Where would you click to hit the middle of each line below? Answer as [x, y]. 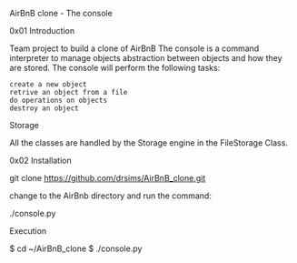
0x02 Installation [40, 160]
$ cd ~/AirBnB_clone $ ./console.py [76, 248]
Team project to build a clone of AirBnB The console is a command [134, 48]
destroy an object [44, 108]
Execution [28, 231]
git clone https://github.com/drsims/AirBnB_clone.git [108, 178]
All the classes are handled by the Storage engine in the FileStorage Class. [149, 143]
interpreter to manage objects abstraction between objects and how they [146, 58]
